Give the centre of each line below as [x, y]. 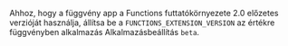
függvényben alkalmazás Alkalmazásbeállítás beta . [105, 32]
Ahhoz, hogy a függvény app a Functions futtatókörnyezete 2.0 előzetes [144, 13]
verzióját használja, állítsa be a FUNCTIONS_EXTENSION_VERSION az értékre [142, 23]
